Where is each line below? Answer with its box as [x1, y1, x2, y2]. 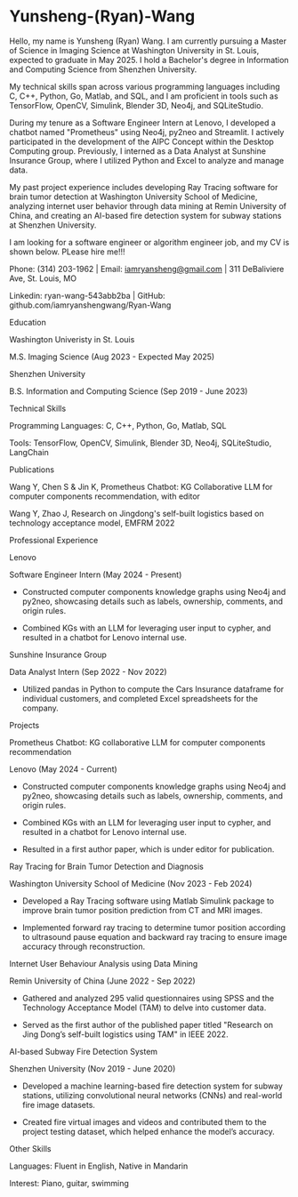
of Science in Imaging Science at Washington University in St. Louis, [9, 44, 260, 55]
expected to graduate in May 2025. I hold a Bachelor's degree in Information [9, 54, 289, 65]
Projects [9, 719, 40, 730]
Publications [9, 464, 55, 475]
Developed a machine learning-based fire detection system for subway [21, 1081, 283, 1091]
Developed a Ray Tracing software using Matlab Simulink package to [21, 896, 274, 906]
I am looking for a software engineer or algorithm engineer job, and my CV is [9, 237, 290, 247]
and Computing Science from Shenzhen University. [9, 64, 197, 75]
